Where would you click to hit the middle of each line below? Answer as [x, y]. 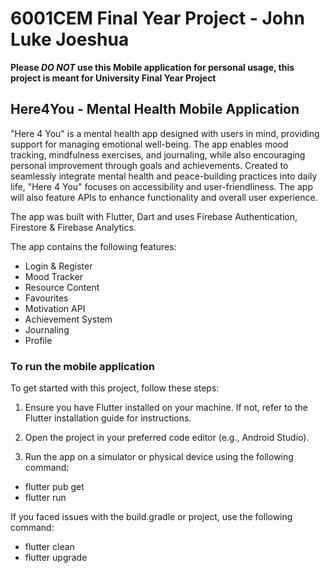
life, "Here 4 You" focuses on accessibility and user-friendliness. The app [161, 186]
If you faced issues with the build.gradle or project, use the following [151, 517]
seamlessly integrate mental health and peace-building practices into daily [164, 176]
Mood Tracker [53, 276]
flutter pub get [54, 487]
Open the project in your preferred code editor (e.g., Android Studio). [167, 438]
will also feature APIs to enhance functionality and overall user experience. [164, 197]
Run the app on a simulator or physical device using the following [159, 457]
